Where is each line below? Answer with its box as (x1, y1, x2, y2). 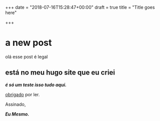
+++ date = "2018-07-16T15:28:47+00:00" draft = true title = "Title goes (5, 5, 155, 10)
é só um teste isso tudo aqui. (5, 82, 67, 88)
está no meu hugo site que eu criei (5, 68, 115, 77)
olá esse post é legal (5, 53, 48, 59)
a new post (5, 37, 52, 48)
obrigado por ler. (5, 91, 40, 97)
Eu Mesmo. (5, 111, 29, 117)
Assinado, (5, 101, 26, 107)
